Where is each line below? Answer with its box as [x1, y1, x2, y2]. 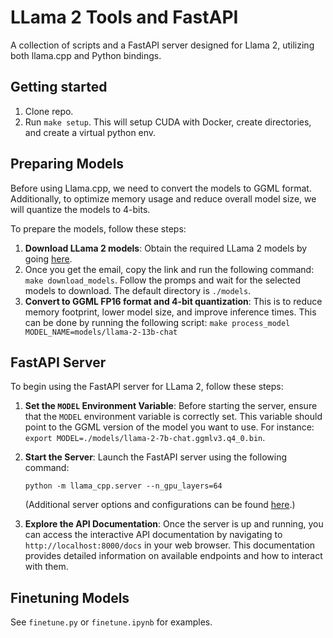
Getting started [10, 79, 108, 96]
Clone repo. [24, 105, 74, 117]
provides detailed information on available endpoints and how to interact [24, 550, 323, 562]
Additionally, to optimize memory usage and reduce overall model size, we [10, 192, 317, 205]
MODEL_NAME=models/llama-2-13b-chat [24, 327, 178, 337]
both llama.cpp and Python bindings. [10, 49, 162, 61]
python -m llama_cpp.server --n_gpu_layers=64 [24, 481, 223, 491]
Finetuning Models [10, 589, 130, 606]
